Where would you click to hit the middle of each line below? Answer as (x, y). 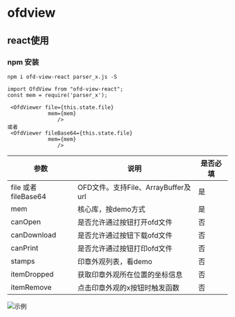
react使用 (28, 40)
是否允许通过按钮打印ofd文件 (125, 248)
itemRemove (31, 287)
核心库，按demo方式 (111, 209)
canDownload (34, 235)
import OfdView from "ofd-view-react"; (65, 89)
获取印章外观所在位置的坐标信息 (130, 274)
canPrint (24, 248)
